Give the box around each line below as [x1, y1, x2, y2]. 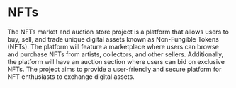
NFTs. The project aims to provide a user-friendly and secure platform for [7, 65, 222, 73]
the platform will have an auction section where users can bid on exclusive [7, 57, 225, 65]
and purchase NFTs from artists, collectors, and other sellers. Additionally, [7, 50, 224, 58]
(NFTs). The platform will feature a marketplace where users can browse [7, 42, 220, 51]
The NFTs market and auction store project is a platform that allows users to [7, 27, 229, 36]
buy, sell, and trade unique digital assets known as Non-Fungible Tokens [7, 34, 220, 43]
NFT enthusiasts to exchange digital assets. [7, 72, 135, 81]
